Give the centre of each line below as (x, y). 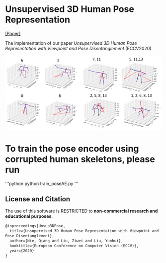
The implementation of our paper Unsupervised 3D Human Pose (71, 43)
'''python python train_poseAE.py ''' (42, 183)
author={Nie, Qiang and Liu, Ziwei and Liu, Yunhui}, (66, 241)
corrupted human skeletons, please (80, 159)
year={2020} (22, 251)
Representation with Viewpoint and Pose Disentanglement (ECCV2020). (79, 48)
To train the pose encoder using (72, 148)
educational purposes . (29, 216)
